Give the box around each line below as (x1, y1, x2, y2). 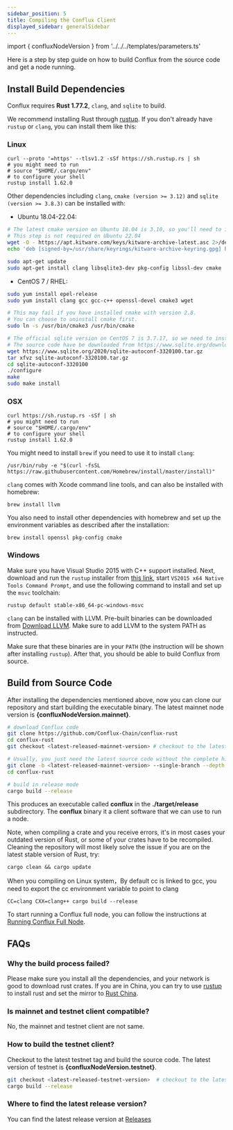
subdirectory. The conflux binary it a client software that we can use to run (7, 807, 222, 816)
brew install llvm (7, 501, 60, 508)
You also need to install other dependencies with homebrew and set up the (7, 513, 221, 522)
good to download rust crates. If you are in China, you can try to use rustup (7, 982, 222, 990)
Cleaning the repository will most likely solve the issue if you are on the (7, 843, 210, 851)
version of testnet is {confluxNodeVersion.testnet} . (7, 1063, 157, 1071)
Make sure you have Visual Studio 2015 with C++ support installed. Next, (7, 566, 216, 574)
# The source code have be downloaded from (7, 341, 135, 348)
